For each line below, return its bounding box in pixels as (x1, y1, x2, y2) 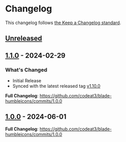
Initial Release (12, 78, 42, 84)
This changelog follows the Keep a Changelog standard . (5, 20, 121, 26)
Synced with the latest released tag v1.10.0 (12, 83, 100, 89)
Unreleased (5, 34, 43, 43)
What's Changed (5, 66, 48, 73)
